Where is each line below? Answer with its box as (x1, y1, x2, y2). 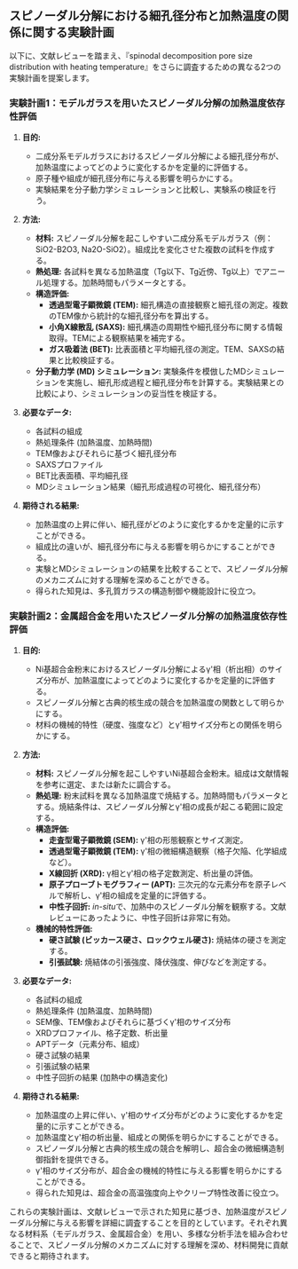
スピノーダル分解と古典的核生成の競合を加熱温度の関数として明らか (35, 698, 285, 708)
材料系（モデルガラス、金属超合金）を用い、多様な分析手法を (24, 1228, 250, 1240)
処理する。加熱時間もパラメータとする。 (43, 278, 191, 288)
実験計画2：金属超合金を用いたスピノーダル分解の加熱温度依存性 (9, 611, 288, 623)
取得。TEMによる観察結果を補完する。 (48, 333, 191, 343)
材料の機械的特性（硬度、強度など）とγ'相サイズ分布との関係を (35, 720, 268, 730)
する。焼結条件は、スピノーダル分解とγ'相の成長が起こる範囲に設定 (35, 801, 284, 812)
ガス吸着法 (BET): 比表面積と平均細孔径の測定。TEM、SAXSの (48, 344, 278, 355)
